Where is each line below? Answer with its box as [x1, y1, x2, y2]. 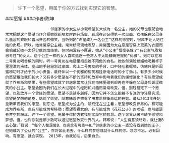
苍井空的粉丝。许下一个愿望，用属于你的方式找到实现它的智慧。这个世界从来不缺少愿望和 [5, 112, 163, 117]
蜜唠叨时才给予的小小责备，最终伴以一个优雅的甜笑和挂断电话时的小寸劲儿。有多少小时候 [5, 69, 163, 75]
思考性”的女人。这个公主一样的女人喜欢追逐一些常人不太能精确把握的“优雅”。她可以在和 [5, 53, 162, 58]
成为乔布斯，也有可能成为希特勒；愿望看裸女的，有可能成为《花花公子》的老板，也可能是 [5, 107, 163, 112]
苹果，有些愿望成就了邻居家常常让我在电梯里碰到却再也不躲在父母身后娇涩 [27, 80, 159, 85]
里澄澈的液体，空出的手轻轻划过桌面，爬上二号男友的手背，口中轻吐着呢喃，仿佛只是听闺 [5, 64, 163, 69]
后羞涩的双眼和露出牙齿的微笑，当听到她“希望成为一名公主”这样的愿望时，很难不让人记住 [5, 37, 164, 42]
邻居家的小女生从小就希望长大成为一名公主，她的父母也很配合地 [50, 27, 163, 32]
